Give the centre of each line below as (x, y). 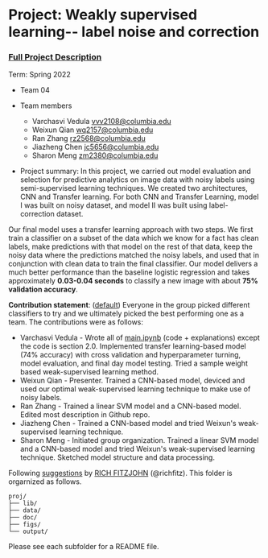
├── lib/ (23, 504)
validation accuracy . (43, 289)
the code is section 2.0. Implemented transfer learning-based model (133, 346)
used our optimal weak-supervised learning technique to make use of (135, 389)
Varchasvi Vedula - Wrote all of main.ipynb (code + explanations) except (140, 338)
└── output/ (28, 532)
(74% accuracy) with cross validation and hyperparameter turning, (130, 355)
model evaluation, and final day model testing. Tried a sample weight (134, 363)
